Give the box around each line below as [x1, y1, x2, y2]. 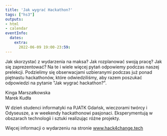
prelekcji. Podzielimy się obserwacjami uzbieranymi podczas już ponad [5, 69, 152, 75]
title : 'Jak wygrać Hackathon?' [5, 7, 73, 13]
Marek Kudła [5, 95, 32, 101]
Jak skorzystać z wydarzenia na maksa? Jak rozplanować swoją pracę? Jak [5, 58, 162, 64]
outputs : [5, 17, 24, 22]
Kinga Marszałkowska [5, 89, 51, 95]
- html [5, 21, 19, 27]
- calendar [5, 26, 28, 31]
